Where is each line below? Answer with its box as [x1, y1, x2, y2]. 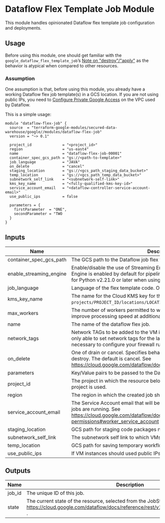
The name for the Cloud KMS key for [71, 292, 156, 299]
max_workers [7, 309, 38, 316]
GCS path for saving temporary [71, 442, 143, 449]
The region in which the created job [71, 391, 153, 398]
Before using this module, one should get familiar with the [5, 52, 122, 58]
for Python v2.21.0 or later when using [71, 277, 161, 283]
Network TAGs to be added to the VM [71, 329, 158, 336]
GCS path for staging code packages [71, 426, 157, 432]
